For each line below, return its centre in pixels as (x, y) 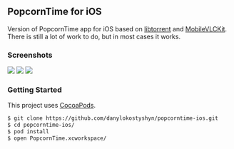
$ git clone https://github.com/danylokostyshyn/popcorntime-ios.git (113, 118)
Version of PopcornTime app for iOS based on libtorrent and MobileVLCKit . (117, 29)
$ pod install (29, 132)
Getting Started (35, 90)
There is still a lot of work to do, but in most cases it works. (94, 36)
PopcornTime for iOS (55, 12)
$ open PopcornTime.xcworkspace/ (57, 138)
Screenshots (30, 55)
